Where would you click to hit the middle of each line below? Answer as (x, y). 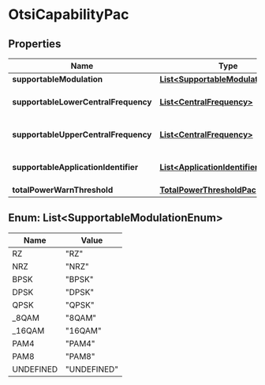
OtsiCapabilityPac (69, 15)
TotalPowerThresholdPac (208, 190)
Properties (35, 44)
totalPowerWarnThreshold (63, 190)
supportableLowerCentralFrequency (82, 102)
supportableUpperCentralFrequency (82, 134)
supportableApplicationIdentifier (75, 167)
